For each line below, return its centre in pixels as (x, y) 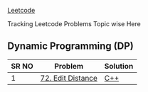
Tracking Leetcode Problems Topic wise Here (74, 24)
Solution (119, 66)
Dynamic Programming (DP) (70, 46)
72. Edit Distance (69, 78)
